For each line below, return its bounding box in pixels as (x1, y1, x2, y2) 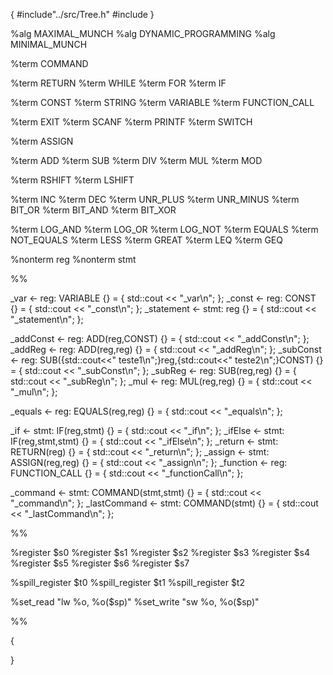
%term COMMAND (10, 58, 89, 69)
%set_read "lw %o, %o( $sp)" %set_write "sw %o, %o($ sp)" (10, 596, 260, 608)
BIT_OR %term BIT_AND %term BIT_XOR (10, 204, 177, 216)
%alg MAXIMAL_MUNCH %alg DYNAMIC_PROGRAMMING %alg (10, 28, 276, 39)
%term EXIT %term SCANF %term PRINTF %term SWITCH (10, 116, 253, 128)
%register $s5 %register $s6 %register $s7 (10, 557, 190, 569)
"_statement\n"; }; (10, 314, 84, 325)
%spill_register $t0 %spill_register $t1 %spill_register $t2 (10, 577, 245, 588)
